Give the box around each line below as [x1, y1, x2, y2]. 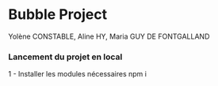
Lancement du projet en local [8, 51, 123, 62]
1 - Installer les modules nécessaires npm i [8, 69, 147, 79]
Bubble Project [8, 6, 108, 24]
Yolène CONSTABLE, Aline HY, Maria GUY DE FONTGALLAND [8, 32, 210, 41]
